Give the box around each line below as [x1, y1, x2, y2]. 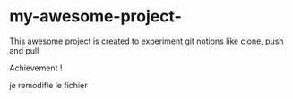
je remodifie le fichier [9, 79, 88, 90]
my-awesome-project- [9, 6, 182, 27]
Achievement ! [9, 62, 63, 73]
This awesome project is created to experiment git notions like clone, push [9, 36, 284, 46]
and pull [9, 45, 39, 55]
